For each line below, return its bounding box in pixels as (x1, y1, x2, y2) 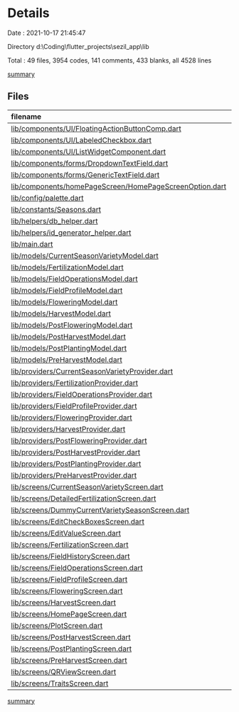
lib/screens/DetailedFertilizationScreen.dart (11, 493, 156, 503)
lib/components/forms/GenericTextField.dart (11, 169, 160, 179)
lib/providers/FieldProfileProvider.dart (11, 400, 137, 410)
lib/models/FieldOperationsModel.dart (11, 274, 139, 284)
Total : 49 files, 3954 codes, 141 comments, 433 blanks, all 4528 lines (7, 55, 212, 65)
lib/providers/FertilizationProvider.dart (11, 378, 139, 388)
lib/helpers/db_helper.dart (11, 216, 98, 225)
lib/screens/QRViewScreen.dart (11, 666, 117, 676)
